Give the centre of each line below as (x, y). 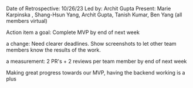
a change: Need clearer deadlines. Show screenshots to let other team (92, 44)
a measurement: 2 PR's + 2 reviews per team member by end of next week (97, 61)
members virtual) (27, 21)
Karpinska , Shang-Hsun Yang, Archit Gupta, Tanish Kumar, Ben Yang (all (94, 15)
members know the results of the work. (53, 50)
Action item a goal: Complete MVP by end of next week (73, 32)
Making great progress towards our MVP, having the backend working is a (96, 72)
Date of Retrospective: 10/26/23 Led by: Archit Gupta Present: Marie (89, 9)
